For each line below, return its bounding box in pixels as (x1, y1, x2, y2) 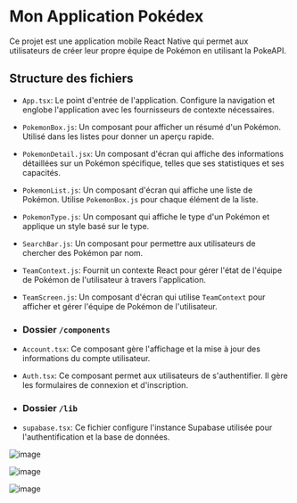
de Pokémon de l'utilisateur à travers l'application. (21, 274, 207, 284)
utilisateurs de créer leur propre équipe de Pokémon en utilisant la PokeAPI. (9, 45, 287, 55)
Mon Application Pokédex (9, 6, 204, 27)
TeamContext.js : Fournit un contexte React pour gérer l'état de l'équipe (21, 265, 283, 276)
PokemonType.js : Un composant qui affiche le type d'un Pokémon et (21, 211, 270, 222)
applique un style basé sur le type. (21, 220, 150, 231)
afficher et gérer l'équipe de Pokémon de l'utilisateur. (21, 301, 218, 311)
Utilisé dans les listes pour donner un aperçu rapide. (21, 131, 215, 142)
